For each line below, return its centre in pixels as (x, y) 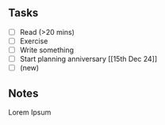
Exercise (34, 41)
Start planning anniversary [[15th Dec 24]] (88, 59)
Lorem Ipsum (30, 112)
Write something (46, 50)
